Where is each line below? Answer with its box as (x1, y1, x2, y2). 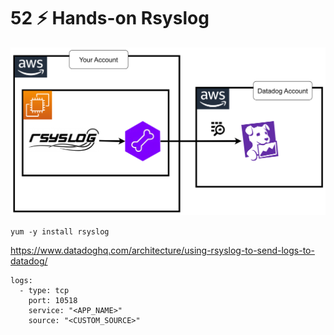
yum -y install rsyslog (10, 227, 110, 237)
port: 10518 (28, 296, 78, 306)
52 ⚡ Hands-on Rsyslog (10, 7, 210, 30)
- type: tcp (19, 286, 70, 296)
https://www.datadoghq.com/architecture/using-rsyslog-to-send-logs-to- (10, 245, 315, 257)
